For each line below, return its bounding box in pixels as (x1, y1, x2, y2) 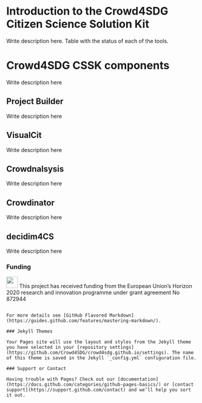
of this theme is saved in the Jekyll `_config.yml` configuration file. (6, 355, 197, 361)
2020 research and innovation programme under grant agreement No (6, 289, 180, 296)
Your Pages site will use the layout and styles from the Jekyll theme (6, 339, 191, 345)
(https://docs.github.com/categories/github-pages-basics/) (6, 382, 162, 388)
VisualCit (6, 130, 42, 140)
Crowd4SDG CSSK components (6, 59, 170, 72)
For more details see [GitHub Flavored (6, 312, 107, 319)
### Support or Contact (6, 366, 67, 372)
